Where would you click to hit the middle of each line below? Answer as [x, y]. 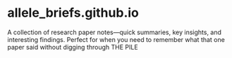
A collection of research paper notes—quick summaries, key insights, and [115, 32]
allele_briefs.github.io [73, 13]
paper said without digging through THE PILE [73, 47]
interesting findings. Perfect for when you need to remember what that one [116, 39]
